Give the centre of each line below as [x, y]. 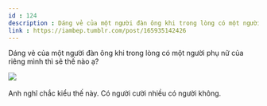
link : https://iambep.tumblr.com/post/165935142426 [97, 30]
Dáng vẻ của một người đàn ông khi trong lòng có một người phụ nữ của [126, 53]
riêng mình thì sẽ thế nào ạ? [54, 61]
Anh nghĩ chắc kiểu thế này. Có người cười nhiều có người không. [115, 93]
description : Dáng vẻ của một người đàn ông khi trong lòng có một [124, 23]
